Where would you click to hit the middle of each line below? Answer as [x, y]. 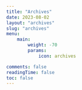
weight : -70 [43, 45]
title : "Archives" [29, 12]
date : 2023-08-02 [28, 17]
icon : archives [57, 56]
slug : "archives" [28, 28]
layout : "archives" [31, 23]
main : [24, 39]
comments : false [26, 67]
